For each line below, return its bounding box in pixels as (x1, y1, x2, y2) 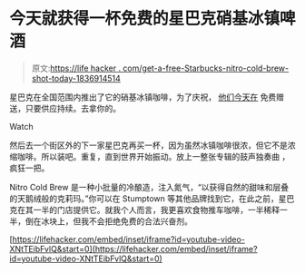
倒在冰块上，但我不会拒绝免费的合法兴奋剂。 (25, 215, 192, 227)
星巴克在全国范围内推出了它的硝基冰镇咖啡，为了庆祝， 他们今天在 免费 (9, 92, 277, 102)
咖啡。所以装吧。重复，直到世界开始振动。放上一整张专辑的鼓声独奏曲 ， (16, 151, 290, 161)
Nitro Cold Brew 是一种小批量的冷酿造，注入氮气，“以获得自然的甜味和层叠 (9, 181, 290, 192)
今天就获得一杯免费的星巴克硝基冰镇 (9, 8, 280, 29)
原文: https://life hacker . (31, 63, 121, 73)
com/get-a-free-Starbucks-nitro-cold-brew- (122, 63, 290, 73)
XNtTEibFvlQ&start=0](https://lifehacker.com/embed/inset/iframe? (9, 243, 258, 254)
